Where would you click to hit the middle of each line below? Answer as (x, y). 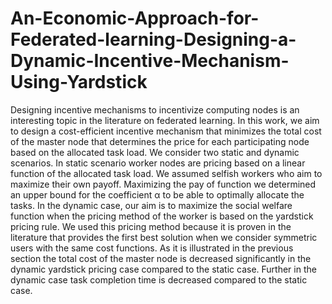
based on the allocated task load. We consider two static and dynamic (155, 152)
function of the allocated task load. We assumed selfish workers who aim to (166, 173)
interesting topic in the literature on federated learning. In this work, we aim (165, 120)
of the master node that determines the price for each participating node (160, 141)
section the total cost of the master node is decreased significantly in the (161, 258)
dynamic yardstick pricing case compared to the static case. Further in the (163, 269)
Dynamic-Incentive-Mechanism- (150, 61)
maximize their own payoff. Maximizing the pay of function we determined (163, 184)
